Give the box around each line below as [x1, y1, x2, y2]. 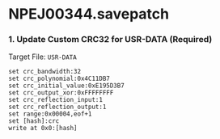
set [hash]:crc [8, 117, 60, 125]
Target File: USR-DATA [8, 52, 77, 61]
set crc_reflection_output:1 [8, 103, 107, 112]
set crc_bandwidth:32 [8, 68, 82, 76]
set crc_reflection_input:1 [8, 96, 104, 104]
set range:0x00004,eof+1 [8, 110, 92, 118]
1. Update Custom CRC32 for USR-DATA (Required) [8, 34, 213, 45]
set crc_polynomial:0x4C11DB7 [8, 74, 111, 83]
